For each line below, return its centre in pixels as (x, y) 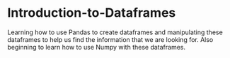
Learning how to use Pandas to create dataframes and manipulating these (115, 32)
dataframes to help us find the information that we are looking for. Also (110, 39)
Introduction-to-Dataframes (92, 13)
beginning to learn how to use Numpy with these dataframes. (97, 47)
